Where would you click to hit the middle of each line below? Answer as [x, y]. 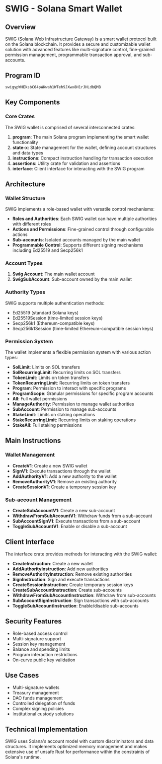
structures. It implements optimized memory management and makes [76, 747]
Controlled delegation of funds [44, 703]
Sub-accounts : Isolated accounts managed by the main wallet [76, 240]
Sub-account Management [39, 500]
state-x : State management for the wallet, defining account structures [84, 148]
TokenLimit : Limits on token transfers [51, 378]
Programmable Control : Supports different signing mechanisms [78, 245]
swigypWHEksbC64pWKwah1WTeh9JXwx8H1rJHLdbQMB [53, 87]
